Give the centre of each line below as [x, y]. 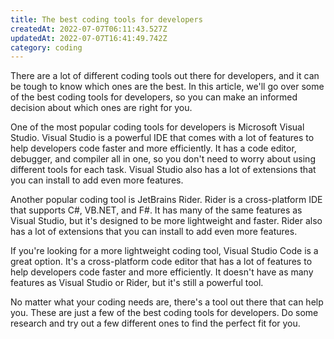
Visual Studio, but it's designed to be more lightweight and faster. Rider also [166, 221]
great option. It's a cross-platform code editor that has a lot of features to [161, 262]
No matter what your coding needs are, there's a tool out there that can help [167, 302]
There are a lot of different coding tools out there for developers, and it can [165, 76]
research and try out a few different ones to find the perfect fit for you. [155, 323]
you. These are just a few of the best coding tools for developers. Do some [164, 313]
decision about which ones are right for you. [101, 108]
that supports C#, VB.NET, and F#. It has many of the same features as [156, 210]
